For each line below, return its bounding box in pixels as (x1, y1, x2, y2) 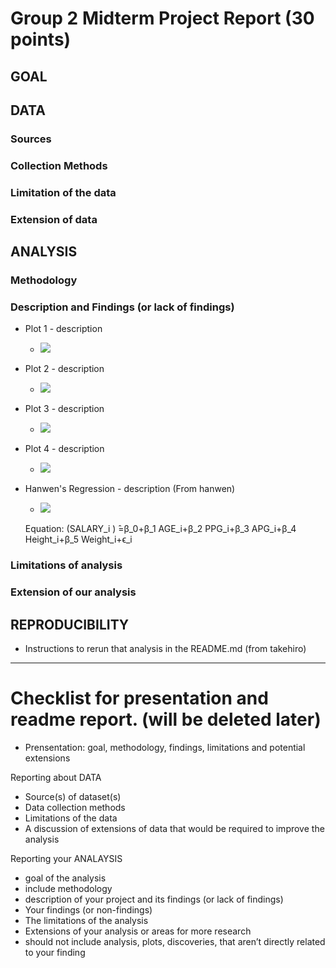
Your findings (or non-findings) (24, 903, 153, 916)
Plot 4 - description (24, 443, 105, 455)
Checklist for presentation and (10, 687, 269, 710)
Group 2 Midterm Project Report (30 (10, 7, 315, 30)
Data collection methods (24, 801, 126, 813)
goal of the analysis (24, 872, 107, 884)
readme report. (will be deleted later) (10, 708, 322, 731)
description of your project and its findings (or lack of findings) (24, 893, 284, 905)
